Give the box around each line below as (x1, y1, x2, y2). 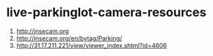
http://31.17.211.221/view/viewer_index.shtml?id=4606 (16, 41, 167, 49)
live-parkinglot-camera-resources (6, 5, 207, 20)
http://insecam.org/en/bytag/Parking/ (16, 34, 123, 42)
